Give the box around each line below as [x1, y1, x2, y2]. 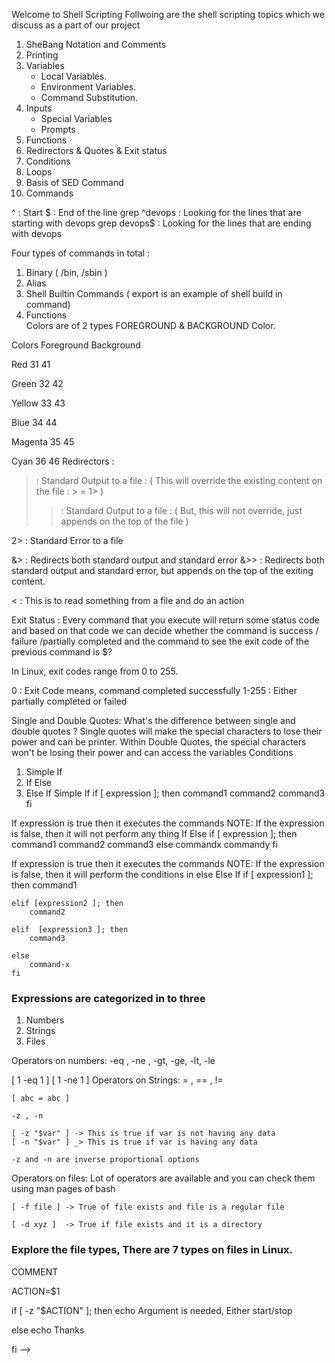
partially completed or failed [11, 695, 128, 707]
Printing [25, 49, 59, 61]
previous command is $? [11, 646, 113, 658]
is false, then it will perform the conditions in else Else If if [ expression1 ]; [11, 869, 314, 880]
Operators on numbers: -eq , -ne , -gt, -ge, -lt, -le [11, 1055, 216, 1067]
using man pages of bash [11, 1183, 116, 1195]
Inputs [25, 102, 53, 114]
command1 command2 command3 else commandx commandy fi [11, 839, 278, 850]
